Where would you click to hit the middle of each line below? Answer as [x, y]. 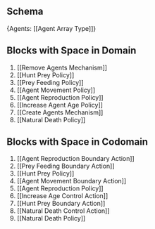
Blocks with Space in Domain [72, 51]
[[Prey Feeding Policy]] [50, 82]
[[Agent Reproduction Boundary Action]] [75, 159]
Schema [25, 12]
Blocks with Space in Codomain [77, 142]
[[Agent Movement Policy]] [56, 90]
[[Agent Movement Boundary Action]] [72, 181]
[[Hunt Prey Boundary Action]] [61, 204]
